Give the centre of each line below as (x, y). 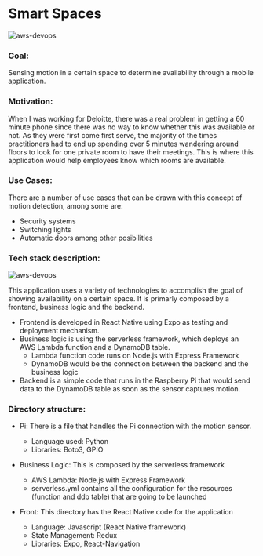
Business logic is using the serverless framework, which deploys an (129, 339)
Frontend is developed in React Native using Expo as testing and (124, 322)
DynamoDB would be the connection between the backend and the (140, 364)
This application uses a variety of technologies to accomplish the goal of (126, 290)
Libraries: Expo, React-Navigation (86, 544)
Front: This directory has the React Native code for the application (126, 512)
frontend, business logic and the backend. (77, 307)
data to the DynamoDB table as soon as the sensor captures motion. (130, 389)
